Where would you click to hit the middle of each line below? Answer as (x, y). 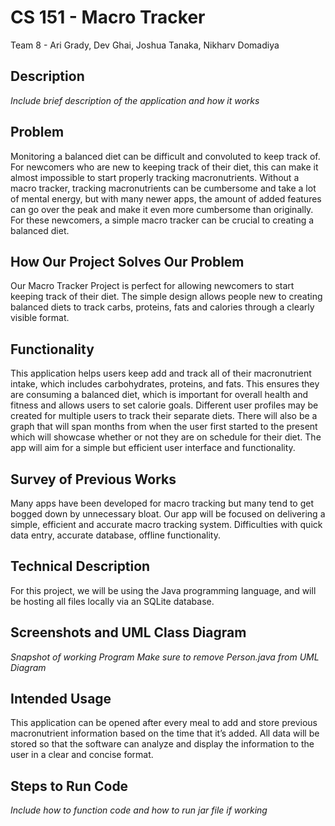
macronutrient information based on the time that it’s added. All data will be (165, 733)
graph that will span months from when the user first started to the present (164, 427)
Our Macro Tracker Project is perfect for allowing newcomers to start (152, 286)
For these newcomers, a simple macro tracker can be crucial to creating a (162, 220)
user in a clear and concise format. (82, 755)
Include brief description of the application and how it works (135, 100)
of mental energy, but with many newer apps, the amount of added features (166, 198)
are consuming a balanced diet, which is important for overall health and (159, 395)
